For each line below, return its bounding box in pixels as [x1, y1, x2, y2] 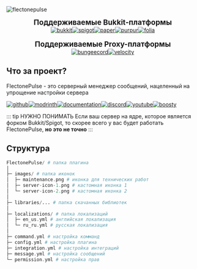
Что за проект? [6, 66, 67, 77]
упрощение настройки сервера [6, 89, 89, 96]
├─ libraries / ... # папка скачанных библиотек [6, 199, 127, 205]
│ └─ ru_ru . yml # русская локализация [6, 222, 108, 229]
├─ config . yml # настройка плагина [6, 239, 97, 245]
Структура [6, 143, 50, 154]
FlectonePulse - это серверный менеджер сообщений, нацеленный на [6, 82, 190, 89]
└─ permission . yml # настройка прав [6, 256, 100, 263]
